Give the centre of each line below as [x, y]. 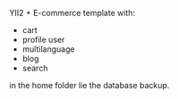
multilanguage [48, 49]
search [35, 68]
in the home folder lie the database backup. [89, 85]
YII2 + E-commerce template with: [72, 13]
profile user [43, 40]
